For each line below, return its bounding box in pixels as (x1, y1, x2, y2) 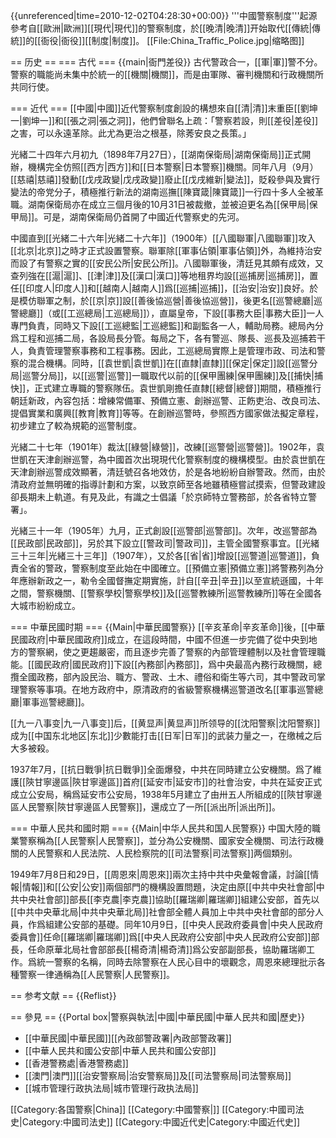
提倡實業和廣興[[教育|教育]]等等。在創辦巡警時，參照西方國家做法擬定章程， (10, 407, 325, 419)
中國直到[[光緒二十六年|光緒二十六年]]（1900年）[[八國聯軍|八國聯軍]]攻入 (10, 232, 317, 244)
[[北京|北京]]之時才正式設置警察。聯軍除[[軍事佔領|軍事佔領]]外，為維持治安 (10, 245, 323, 256)
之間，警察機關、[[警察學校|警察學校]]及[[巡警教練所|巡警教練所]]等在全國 (10, 587, 314, 599)
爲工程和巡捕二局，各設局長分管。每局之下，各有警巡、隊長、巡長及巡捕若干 (10, 332, 326, 344)
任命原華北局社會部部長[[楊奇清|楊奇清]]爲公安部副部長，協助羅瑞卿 (27, 944, 307, 955)
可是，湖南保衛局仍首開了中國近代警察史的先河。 (43, 211, 245, 223)
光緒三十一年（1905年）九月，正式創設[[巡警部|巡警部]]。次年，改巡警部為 (10, 525, 318, 536)
